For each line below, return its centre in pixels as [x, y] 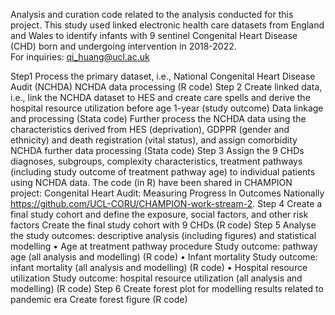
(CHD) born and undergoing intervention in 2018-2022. [123, 46]
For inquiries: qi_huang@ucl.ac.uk [80, 57]
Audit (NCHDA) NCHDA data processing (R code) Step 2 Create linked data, [166, 87]
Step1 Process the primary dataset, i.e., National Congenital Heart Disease [163, 76]
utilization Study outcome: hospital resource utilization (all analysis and [156, 278]
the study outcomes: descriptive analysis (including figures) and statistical [163, 235]
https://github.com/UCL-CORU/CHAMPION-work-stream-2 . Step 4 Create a [166, 203]
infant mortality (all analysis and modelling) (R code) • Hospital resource [159, 267]
